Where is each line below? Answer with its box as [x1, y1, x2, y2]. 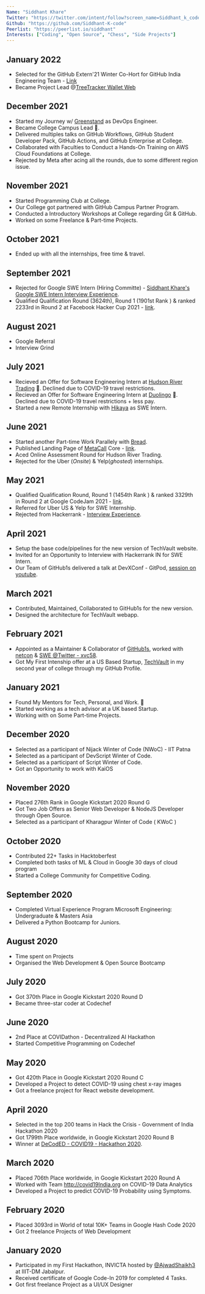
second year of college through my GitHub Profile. [15, 664, 142, 672]
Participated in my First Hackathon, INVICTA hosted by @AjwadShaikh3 [15, 1262, 196, 1269]
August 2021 [6, 322, 56, 332]
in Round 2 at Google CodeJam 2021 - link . [15, 498, 123, 505]
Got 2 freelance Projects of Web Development [15, 1227, 131, 1235]
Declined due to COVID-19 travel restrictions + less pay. [15, 397, 156, 405]
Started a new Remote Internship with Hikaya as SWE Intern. [15, 404, 167, 411]
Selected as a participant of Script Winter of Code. [15, 759, 142, 766]
